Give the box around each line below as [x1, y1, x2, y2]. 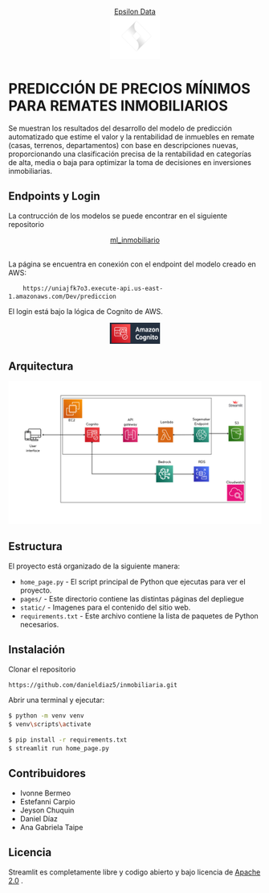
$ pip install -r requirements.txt [8, 736, 128, 744]
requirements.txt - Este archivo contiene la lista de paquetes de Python [19, 610, 259, 621]
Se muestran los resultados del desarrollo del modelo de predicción [8, 123, 233, 133]
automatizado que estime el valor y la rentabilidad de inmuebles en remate [8, 131, 255, 142]
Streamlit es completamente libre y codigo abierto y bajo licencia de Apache [8, 867, 261, 877]
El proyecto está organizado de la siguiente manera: [8, 561, 181, 571]
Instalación [8, 643, 66, 657]
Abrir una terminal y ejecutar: [8, 695, 105, 705]
